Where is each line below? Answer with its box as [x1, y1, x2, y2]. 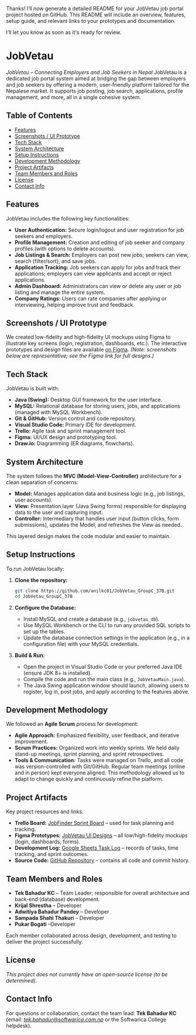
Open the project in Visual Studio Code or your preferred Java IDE [23, 663, 183, 670]
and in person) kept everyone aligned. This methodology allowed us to [14, 769, 185, 776]
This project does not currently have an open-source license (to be [6, 970, 168, 978]
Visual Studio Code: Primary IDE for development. [14, 421, 136, 428]
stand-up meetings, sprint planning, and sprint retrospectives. [14, 750, 164, 757]
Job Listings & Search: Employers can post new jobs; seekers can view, [14, 251, 189, 258]
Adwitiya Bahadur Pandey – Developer [14, 908, 109, 915]
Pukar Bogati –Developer [14, 921, 76, 928]
